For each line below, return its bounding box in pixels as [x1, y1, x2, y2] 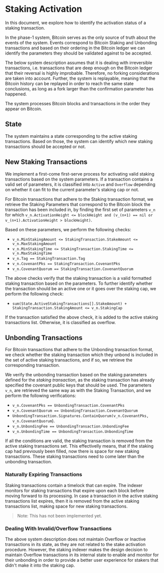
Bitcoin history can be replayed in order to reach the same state [5, 80, 134, 87]
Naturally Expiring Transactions [5, 471, 82, 478]
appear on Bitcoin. [5, 106, 43, 112]
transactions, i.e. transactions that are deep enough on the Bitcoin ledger [5, 65, 153, 71]
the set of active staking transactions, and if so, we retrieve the [5, 357, 133, 363]
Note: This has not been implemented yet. [17, 513, 102, 518]
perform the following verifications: [5, 392, 76, 399]
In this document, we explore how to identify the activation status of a [5, 20, 146, 26]
